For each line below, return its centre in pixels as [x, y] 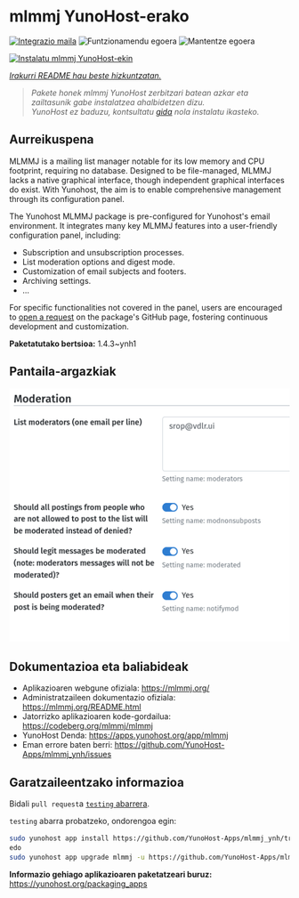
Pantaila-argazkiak [63, 372]
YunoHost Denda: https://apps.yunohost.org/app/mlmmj [125, 735]
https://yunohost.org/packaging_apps [78, 884]
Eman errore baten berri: [67, 745]
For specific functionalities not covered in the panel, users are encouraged [146, 307]
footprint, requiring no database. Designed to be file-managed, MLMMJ [140, 170]
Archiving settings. [57, 280]
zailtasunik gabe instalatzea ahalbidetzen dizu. [118, 102]
